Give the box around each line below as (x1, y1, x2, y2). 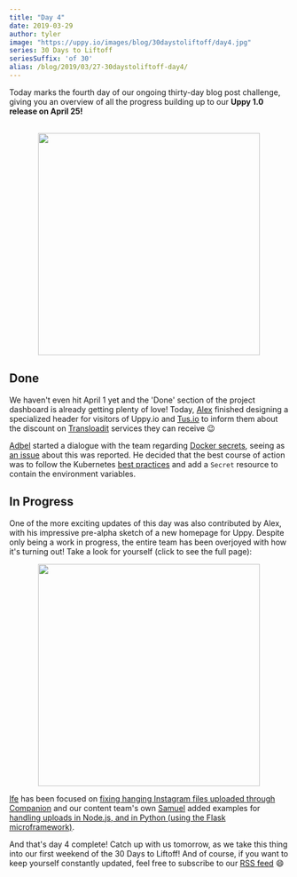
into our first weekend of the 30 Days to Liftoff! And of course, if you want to (9, 848, 289, 858)
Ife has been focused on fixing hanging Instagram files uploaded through (9, 793, 276, 804)
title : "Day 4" (9, 12, 66, 22)
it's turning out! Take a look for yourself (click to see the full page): (9, 546, 253, 556)
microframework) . (9, 821, 75, 832)
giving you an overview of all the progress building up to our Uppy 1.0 (9, 96, 264, 107)
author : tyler (9, 29, 62, 38)
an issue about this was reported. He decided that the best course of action (9, 450, 285, 460)
